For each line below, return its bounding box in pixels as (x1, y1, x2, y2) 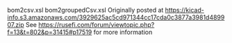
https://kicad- (165, 6, 205, 14)
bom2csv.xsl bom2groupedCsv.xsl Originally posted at (7, 6, 164, 14)
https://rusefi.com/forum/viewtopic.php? (38, 21, 155, 28)
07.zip (7, 21, 24, 28)
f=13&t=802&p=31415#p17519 (7, 28, 92, 36)
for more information (93, 28, 153, 36)
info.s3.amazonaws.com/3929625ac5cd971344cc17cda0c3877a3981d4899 (7, 13, 225, 21)
